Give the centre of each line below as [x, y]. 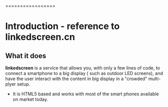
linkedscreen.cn [40, 37]
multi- [154, 79]
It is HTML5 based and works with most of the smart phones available [86, 94]
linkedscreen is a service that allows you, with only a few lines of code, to [83, 68]
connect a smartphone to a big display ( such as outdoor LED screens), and [84, 73]
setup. [24, 84]
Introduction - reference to [63, 26]
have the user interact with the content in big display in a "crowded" [76, 79]
